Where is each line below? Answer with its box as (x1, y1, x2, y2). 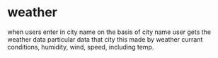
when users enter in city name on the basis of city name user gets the (7, 28, 211, 36)
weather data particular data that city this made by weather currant (7, 35, 203, 43)
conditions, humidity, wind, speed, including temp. (7, 42, 154, 51)
